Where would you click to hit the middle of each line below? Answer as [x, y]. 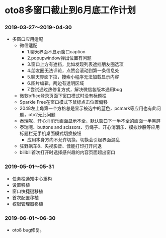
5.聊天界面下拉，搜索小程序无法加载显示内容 [73, 77]
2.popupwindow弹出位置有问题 [59, 58]
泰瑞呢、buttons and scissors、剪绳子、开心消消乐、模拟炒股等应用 [90, 127]
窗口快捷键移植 [27, 191]
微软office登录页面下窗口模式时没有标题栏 [63, 96]
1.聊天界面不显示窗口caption [56, 52]
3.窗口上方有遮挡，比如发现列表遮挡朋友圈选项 [75, 64]
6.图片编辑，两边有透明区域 [55, 83]
